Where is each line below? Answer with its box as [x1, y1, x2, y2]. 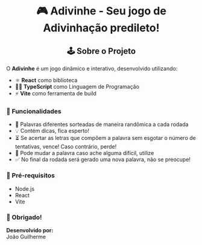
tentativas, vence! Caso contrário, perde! [14, 143, 117, 150]
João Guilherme [6, 233, 46, 240]
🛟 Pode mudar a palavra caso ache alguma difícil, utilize [14, 150, 154, 157]
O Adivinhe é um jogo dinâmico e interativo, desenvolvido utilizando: [6, 65, 178, 72]
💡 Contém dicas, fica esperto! [14, 127, 89, 135]
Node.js [14, 185, 35, 192]
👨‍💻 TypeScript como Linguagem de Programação [14, 83, 140, 90]
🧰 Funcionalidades [6, 107, 62, 115]
